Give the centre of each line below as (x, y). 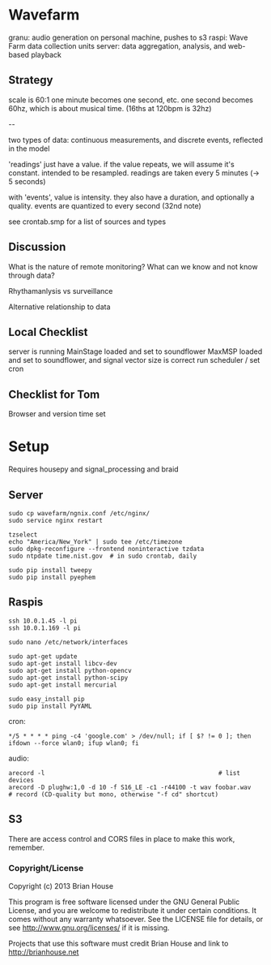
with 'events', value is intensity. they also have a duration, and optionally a (131, 197)
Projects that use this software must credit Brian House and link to (119, 943)
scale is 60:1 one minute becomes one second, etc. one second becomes (131, 100)
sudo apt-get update (43, 656)
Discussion (37, 247)
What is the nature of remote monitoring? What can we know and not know (133, 266)
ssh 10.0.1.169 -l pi (45, 628)
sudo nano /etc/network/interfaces (68, 642)
